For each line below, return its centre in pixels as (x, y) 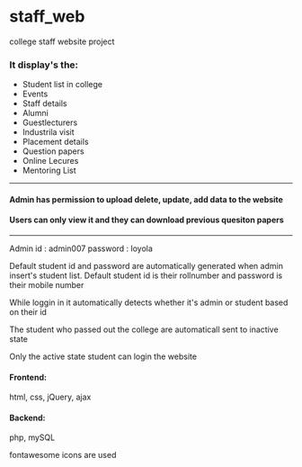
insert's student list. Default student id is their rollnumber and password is (146, 275)
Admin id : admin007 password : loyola (81, 248)
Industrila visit (48, 132)
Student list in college (62, 85)
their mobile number (47, 285)
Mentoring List (49, 171)
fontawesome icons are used (63, 455)
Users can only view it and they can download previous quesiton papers (147, 220)
